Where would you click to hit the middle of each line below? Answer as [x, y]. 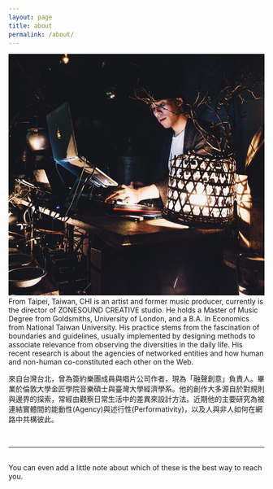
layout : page [30, 17]
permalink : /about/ [41, 34]
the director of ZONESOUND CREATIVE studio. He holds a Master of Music [133, 310]
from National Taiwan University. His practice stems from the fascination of [134, 327]
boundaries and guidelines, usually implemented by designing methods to [132, 336]
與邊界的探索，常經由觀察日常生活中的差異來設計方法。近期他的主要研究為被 [136, 399]
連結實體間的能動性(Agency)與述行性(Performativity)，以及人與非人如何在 [132, 409]
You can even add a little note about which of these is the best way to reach [135, 467]
